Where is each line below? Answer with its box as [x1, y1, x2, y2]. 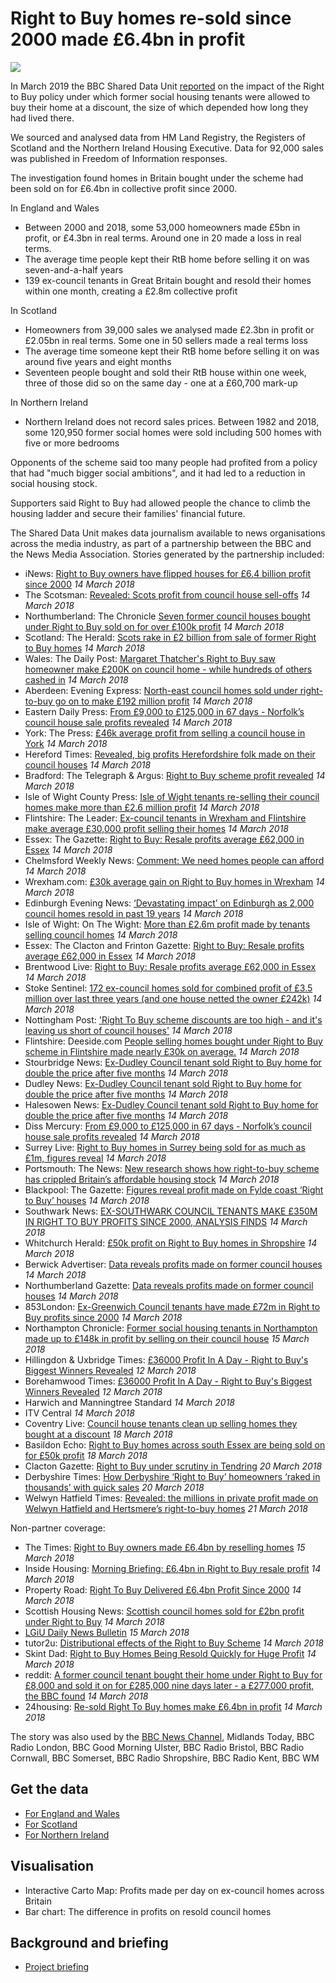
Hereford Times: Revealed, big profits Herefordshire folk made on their [24, 748, 316, 760]
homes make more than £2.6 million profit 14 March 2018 [24, 801, 260, 813]
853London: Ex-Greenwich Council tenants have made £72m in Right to [24, 1300, 321, 1312]
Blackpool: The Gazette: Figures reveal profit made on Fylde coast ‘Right [24, 1183, 324, 1196]
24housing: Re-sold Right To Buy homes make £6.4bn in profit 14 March [24, 1700, 323, 1712]
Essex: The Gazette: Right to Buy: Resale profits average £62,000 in [24, 833, 305, 845]
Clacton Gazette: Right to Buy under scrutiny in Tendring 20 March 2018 [24, 1460, 323, 1472]
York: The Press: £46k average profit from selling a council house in [24, 727, 306, 739]
